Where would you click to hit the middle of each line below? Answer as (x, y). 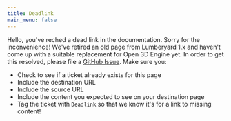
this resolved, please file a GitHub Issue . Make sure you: (87, 61)
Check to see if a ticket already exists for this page (89, 75)
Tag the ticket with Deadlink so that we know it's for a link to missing (114, 104)
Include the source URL (50, 89)
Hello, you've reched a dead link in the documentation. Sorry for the (103, 39)
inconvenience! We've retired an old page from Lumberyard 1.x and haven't (114, 47)
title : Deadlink (30, 13)
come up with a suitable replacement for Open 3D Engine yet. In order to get (115, 54)
